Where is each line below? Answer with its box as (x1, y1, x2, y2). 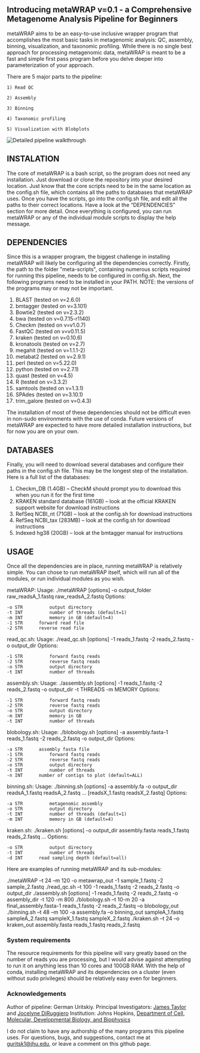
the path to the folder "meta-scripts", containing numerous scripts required (7, 266, 191, 273)
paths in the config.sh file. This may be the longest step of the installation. (7, 467, 188, 475)
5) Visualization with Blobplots (7, 126, 90, 132)
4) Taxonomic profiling (7, 115, 66, 121)
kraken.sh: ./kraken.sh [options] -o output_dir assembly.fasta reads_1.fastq (7, 827, 189, 834)
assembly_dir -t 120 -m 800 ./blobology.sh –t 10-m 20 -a (7, 896, 145, 903)
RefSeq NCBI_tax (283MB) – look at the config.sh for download (15, 517, 170, 524)
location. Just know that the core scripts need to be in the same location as (7, 182, 191, 189)
